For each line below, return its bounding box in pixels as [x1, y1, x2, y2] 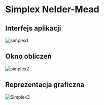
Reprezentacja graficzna [5, 81, 85, 89]
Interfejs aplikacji [5, 24, 61, 33]
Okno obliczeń [5, 52, 52, 61]
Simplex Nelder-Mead [5, 4, 100, 15]
